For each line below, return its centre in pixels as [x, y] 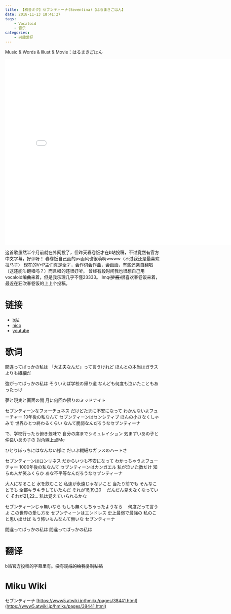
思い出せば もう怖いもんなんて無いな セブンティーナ [62, 519]
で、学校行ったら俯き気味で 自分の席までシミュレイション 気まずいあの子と [82, 433]
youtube [21, 331]
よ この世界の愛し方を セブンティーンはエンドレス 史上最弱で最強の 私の [79, 513]
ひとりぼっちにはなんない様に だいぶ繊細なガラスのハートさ [66, 450]
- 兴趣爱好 [24, 38]
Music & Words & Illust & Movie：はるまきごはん [54, 52]
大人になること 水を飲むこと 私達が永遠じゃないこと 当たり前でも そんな [79, 483]
